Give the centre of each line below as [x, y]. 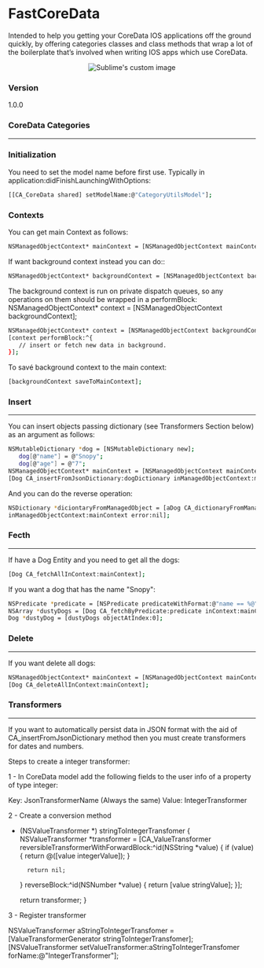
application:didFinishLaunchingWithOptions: [80, 180]
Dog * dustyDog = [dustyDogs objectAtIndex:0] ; [86, 618]
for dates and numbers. [46, 746]
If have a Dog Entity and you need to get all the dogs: [94, 560]
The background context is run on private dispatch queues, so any [116, 291]
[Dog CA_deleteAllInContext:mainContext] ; [79, 685]
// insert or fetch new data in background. [93, 345]
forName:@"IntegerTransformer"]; [64, 955]
